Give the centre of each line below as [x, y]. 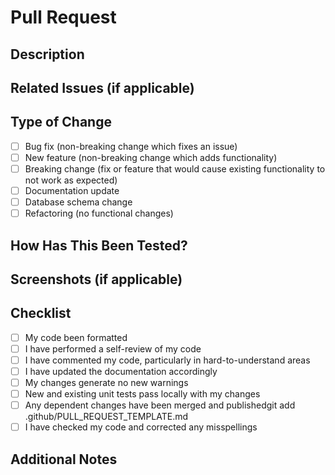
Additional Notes [64, 459]
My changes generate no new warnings [106, 382]
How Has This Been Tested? [99, 245]
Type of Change [61, 122]
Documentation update [72, 190]
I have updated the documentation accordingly [121, 371]
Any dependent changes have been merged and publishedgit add [160, 405]
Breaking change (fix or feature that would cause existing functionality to [175, 168]
